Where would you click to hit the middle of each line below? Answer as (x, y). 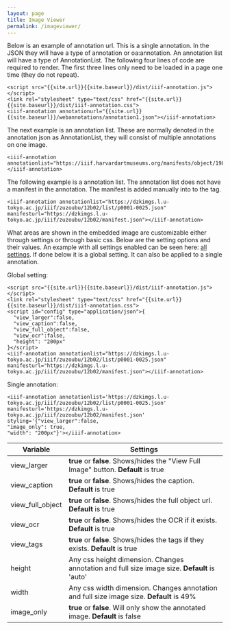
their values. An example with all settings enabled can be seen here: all (107, 247)
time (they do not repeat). (43, 75)
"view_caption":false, (46, 324)
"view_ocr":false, (40, 336)
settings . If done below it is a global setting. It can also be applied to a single (115, 255)
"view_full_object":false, (52, 330)
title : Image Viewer (37, 20)
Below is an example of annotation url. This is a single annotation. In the (108, 46)
